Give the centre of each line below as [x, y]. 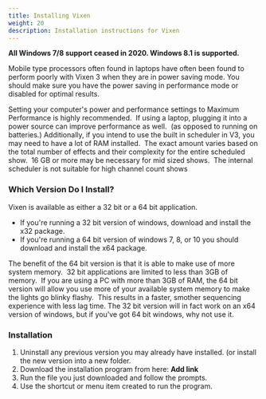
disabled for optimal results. [54, 94]
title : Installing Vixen [49, 16]
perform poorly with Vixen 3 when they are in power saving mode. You [124, 77]
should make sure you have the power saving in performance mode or [123, 85]
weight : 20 [26, 23]
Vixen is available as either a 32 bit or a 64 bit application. [103, 207]
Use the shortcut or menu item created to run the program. [116, 386]
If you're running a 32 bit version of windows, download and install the [135, 222]
